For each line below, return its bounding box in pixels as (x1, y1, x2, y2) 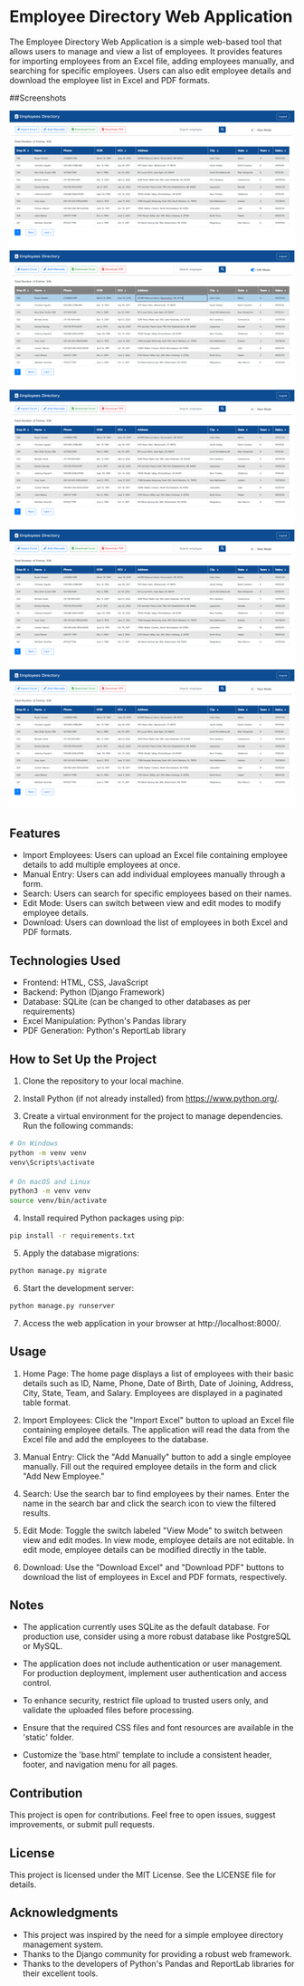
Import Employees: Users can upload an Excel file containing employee (22, 850, 288, 861)
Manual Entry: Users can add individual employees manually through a (22, 869, 286, 880)
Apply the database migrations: (22, 1248, 140, 1258)
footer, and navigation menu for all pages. (22, 1759, 178, 1770)
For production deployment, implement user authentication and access (22, 1668, 287, 1679)
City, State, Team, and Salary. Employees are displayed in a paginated (22, 1387, 283, 1398)
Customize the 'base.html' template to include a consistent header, (22, 1750, 272, 1760)
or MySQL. (22, 1641, 63, 1652)
